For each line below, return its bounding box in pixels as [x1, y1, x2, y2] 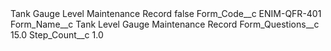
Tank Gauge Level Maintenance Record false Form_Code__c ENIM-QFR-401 [10, 8, 322, 19]
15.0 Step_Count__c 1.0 [10, 29, 104, 41]
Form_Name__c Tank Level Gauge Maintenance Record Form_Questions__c [10, 18, 320, 30]
